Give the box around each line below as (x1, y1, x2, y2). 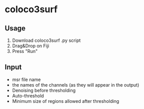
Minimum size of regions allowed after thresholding (12, 98, 120, 104)
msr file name (12, 76, 41, 83)
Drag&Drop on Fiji (12, 43, 49, 49)
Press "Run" (12, 48, 38, 54)
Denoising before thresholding (12, 87, 76, 93)
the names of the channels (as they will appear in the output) (12, 81, 139, 88)
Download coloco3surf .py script (12, 37, 81, 43)
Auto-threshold (12, 93, 44, 99)
